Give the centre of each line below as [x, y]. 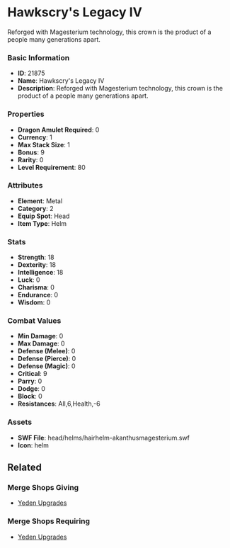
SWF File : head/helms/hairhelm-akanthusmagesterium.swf [103, 438]
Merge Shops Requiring [49, 521]
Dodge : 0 [31, 389]
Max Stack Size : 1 [44, 144]
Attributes [25, 185]
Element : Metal [40, 201]
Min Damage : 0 [40, 336]
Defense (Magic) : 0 [46, 366]
